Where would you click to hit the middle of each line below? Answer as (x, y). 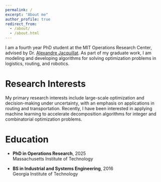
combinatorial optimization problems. (44, 119)
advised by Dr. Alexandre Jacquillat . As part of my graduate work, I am (78, 53)
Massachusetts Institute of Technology (53, 158)
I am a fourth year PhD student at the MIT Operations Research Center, (78, 48)
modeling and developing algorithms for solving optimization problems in (81, 58)
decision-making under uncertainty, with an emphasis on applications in (80, 103)
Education (27, 140)
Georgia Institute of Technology (45, 173)
